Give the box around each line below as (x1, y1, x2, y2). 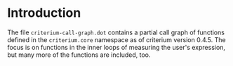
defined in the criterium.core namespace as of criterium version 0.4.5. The (7, 35, 226, 44)
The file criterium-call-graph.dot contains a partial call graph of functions (7, 28, 225, 37)
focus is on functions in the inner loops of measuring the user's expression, (7, 43, 226, 51)
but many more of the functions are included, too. (7, 51, 151, 59)
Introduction (7, 5, 81, 21)
